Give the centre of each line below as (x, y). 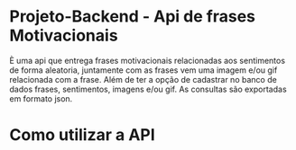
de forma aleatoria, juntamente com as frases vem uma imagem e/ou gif (143, 70)
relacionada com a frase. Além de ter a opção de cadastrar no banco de (143, 79)
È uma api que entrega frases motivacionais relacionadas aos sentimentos (148, 60)
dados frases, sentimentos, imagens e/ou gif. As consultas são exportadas (148, 89)
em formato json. (41, 98)
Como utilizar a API (82, 135)
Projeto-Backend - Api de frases (132, 17)
